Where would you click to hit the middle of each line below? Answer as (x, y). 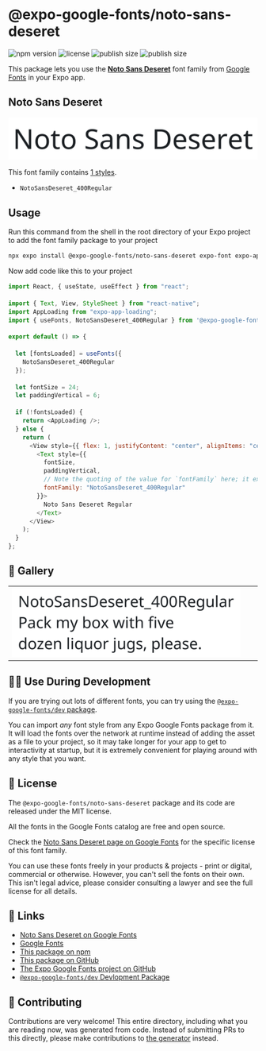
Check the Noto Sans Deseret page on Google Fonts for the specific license (132, 842)
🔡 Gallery (31, 571)
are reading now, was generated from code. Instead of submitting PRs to (127, 1030)
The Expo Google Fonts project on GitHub (87, 969)
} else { (30, 429)
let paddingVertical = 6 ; (58, 396)
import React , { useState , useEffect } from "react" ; (99, 287)
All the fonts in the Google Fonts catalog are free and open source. (117, 826)
